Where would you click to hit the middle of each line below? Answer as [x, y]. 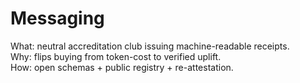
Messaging [57, 18]
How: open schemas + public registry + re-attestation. [122, 67]
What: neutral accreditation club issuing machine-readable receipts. [150, 46]
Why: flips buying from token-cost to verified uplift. [116, 56]
